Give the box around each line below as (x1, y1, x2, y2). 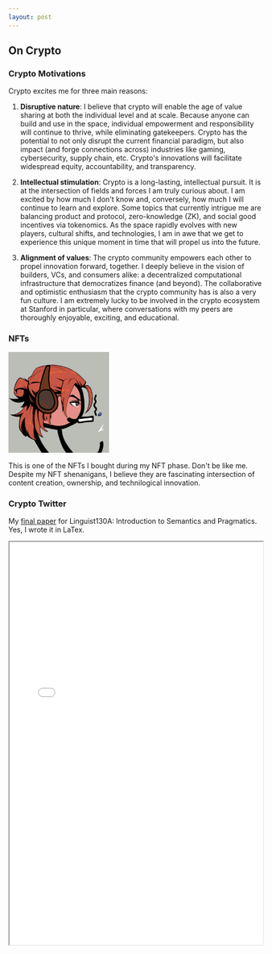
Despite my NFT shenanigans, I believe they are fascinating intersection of (8, 469, 255, 479)
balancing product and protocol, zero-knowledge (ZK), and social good (19, 212, 256, 222)
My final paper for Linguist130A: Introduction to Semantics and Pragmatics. (8, 516, 258, 525)
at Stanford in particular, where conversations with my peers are (19, 305, 233, 314)
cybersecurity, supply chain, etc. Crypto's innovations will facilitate (19, 153, 243, 163)
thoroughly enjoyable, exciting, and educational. (19, 313, 179, 322)
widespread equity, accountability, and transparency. (19, 162, 196, 172)
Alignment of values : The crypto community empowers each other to (19, 253, 252, 263)
